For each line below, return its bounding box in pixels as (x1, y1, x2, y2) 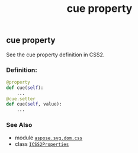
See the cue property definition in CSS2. (6, 51, 105, 58)
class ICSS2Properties (14, 141, 69, 148)
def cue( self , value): (6, 101, 62, 107)
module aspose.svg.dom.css (14, 134, 83, 141)
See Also (6, 121, 33, 129)
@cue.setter (6, 95, 36, 102)
